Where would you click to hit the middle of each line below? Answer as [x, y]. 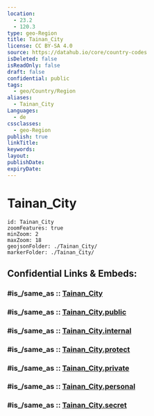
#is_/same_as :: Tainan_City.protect [69, 349]
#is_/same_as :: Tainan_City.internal [69, 330]
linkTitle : [23, 143]
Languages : [23, 111]
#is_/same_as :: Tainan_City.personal [71, 387]
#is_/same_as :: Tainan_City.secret [67, 406]
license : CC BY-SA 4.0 [40, 46]
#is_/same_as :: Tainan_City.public [67, 312]
